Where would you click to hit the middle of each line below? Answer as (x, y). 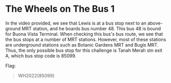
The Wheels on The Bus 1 (60, 9)
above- (155, 23)
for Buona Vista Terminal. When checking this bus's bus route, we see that (84, 34)
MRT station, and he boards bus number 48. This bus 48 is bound (91, 28)
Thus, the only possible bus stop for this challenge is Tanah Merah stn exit (84, 50)
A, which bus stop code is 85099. (41, 56)
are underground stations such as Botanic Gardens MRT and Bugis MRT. (82, 45)
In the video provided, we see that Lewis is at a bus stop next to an (76, 23)
